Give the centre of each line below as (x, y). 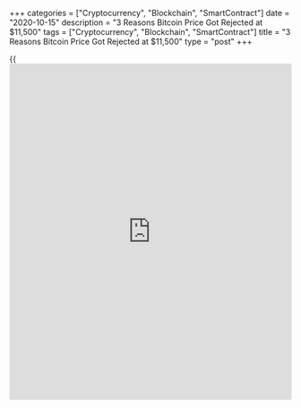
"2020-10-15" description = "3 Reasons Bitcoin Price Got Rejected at (136, 22)
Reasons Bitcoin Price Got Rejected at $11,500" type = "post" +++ (131, 41)
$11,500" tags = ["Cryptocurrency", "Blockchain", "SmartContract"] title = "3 (150, 32)
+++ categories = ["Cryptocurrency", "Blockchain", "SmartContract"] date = (150, 13)
